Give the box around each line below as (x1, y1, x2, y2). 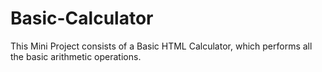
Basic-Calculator (10, 7, 154, 30)
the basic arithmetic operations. (10, 50, 142, 62)
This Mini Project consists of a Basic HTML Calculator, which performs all (10, 40, 313, 52)
